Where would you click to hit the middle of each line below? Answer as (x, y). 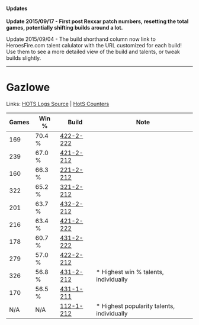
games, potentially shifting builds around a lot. (65, 28)
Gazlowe (28, 87)
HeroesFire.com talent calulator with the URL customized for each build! (94, 46)
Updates (17, 8)
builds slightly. (24, 58)
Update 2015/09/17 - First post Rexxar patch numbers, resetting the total (97, 21)
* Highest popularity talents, (136, 306)
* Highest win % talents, (130, 272)
